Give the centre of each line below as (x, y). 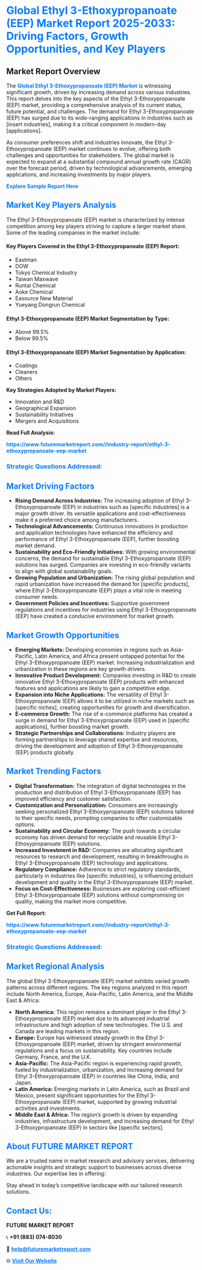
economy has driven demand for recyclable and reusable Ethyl (93, 837)
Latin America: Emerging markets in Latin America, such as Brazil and (102, 1089)
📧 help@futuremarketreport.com (49, 1249)
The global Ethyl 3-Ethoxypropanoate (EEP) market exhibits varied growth (98, 981)
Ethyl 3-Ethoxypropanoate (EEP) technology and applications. (92, 863)
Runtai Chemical (35, 286)
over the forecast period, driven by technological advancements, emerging (99, 168)
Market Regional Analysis (55, 967)
